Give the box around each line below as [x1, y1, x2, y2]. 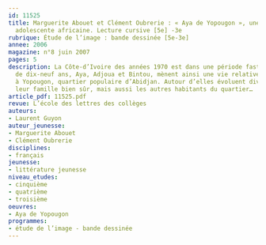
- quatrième [8, 187, 47, 196]
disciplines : [8, 144, 51, 152]
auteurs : [8, 107, 37, 115]
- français [8, 151, 44, 159]
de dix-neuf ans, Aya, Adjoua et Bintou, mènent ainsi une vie [15, 70, 228, 78]
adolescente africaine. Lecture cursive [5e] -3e [15, 26, 182, 34]
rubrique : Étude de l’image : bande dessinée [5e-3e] [8, 33, 190, 42]
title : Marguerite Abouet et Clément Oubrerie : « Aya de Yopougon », [8, 19, 246, 27]
